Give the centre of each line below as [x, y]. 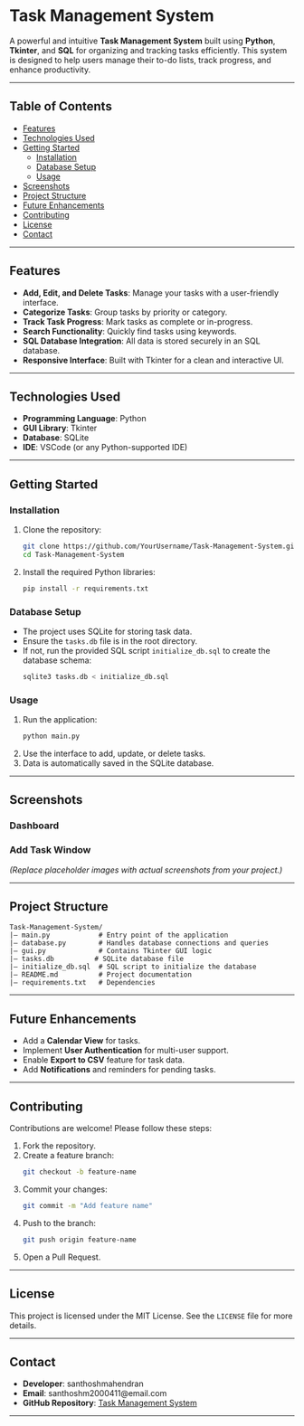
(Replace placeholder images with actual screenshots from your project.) [146, 870]
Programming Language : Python [84, 419]
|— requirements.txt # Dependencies [82, 983]
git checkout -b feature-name [80, 1172]
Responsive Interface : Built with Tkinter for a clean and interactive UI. [153, 360]
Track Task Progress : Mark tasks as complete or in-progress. [138, 321]
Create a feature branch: [68, 1156]
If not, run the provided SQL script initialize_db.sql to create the [146, 650]
